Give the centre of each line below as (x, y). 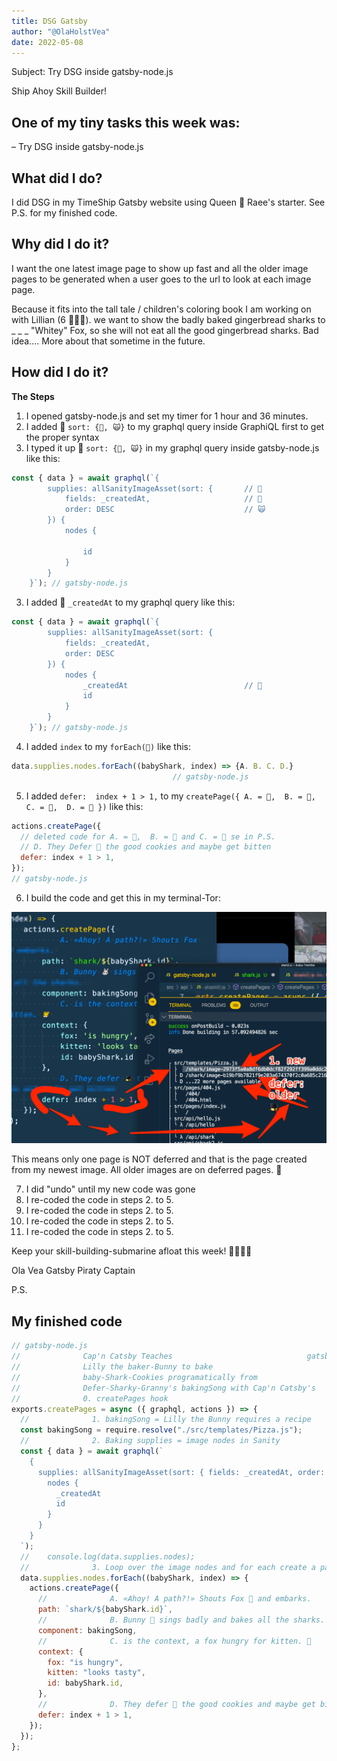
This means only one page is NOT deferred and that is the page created (159, 1159)
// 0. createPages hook (90, 1398)
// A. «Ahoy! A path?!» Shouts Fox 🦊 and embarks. (174, 1599)
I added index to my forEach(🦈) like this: (108, 746)
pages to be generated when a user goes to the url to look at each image (161, 279)
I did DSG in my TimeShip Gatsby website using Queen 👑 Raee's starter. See (168, 202)
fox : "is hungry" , (85, 1662)
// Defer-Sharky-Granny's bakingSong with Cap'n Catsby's (163, 1388)
